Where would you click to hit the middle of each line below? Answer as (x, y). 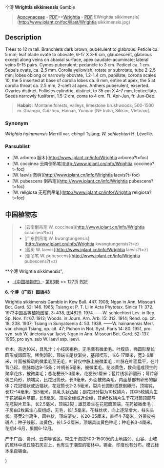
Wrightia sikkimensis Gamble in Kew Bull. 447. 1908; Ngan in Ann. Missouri (80, 302)
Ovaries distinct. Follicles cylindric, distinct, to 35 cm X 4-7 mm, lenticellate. (81, 91)
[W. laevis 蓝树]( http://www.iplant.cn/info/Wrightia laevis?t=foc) (76, 175)
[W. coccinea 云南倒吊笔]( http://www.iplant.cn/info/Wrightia (72, 164)
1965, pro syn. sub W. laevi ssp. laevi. (43, 339)
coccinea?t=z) (39, 233)
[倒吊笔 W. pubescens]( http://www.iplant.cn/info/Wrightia (82, 256)
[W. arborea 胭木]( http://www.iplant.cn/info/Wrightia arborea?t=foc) (80, 158)
